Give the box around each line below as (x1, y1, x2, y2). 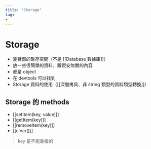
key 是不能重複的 (17, 138, 53, 144)
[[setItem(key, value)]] (12, 111, 59, 118)
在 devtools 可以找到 (12, 75, 56, 81)
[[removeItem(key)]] (12, 122, 55, 128)
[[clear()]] (12, 128, 33, 134)
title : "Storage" (5, 7, 42, 13)
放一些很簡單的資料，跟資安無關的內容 (12, 62, 93, 68)
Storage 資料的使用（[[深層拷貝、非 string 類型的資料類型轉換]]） (12, 82, 149, 88)
